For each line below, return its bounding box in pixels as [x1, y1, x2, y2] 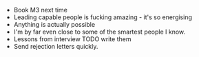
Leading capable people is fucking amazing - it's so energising [13, 13, 193, 21]
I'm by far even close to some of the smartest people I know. [13, 27, 186, 36]
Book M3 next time [13, 6, 67, 14]
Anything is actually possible [13, 21, 95, 28]
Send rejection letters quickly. [13, 43, 98, 50]
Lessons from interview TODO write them [13, 35, 132, 43]
